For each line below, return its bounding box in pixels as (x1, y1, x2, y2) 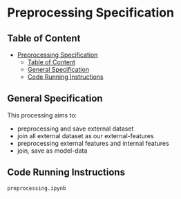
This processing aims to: (7, 111, 77, 119)
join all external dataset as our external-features (17, 131, 154, 140)
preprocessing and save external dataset (17, 124, 134, 133)
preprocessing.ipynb (7, 184, 67, 191)
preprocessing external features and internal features (17, 139, 169, 147)
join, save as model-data (17, 146, 88, 155)
